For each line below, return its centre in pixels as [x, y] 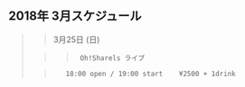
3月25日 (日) [76, 39]
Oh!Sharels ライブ [113, 58]
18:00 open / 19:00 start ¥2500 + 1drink [151, 74]
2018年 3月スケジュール [75, 16]
